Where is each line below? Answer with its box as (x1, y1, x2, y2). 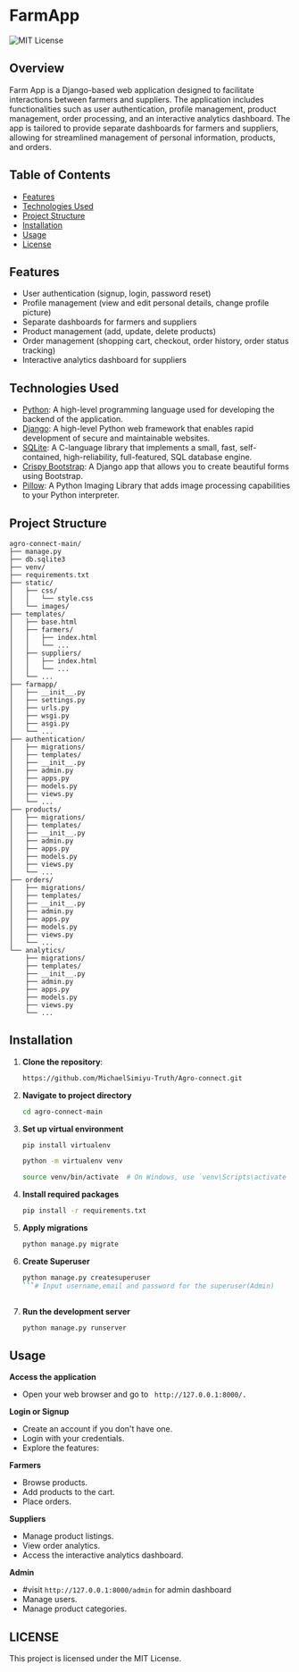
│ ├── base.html (9, 618, 78, 626)
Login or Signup (9, 1407, 70, 1417)
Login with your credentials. (21, 1433, 125, 1444)
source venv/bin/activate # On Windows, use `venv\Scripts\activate (21, 1172, 287, 1182)
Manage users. (21, 1594, 78, 1605)
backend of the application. (21, 414, 123, 424)
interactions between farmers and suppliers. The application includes (9, 94, 265, 105)
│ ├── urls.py (9, 703, 70, 712)
